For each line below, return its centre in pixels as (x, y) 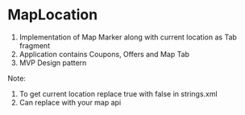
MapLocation (53, 15)
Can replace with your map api (70, 102)
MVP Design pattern (53, 63)
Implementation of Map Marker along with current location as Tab (128, 37)
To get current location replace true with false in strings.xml (118, 93)
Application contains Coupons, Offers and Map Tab (104, 54)
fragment (34, 45)
